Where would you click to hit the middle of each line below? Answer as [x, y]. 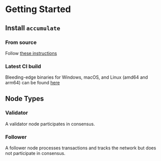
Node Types [25, 99]
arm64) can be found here [33, 83]
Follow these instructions [31, 53]
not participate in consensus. [35, 153]
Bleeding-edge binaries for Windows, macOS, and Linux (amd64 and [77, 77]
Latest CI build [23, 66]
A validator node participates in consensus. [50, 124]
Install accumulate [33, 28]
